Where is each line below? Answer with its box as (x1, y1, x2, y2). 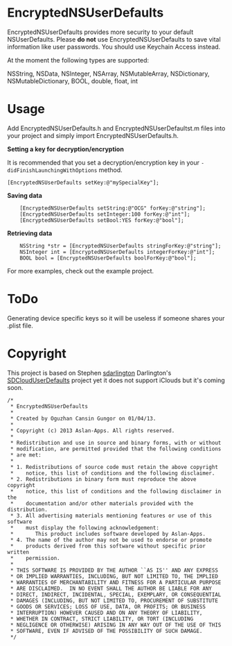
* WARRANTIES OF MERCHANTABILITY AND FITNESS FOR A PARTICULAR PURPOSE (10, 579, 222, 586)
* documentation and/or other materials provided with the (10, 500, 194, 507)
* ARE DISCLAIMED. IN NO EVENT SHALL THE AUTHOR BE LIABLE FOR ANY (10, 585, 213, 592)
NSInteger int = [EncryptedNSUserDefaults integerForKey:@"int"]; (19, 248, 215, 255)
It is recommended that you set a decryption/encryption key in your (7, 158, 199, 167)
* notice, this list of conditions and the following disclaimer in (10, 488, 222, 495)
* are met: (10, 451, 42, 459)
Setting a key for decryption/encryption (7, 144, 125, 153)
